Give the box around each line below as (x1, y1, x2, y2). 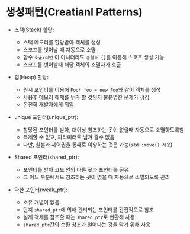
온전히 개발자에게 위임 (22, 101, 75, 108)
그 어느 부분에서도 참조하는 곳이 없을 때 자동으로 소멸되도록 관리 (22, 173, 170, 181)
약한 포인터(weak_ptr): (14, 186, 67, 193)
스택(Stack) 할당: (14, 26, 54, 33)
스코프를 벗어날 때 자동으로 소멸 (22, 46, 96, 53)
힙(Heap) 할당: (14, 73, 49, 81)
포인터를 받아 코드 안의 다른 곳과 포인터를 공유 (22, 166, 129, 173)
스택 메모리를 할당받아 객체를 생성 (22, 39, 101, 46)
